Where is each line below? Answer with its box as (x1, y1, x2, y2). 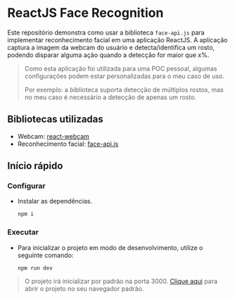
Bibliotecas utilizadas (7, 113, 103, 125)
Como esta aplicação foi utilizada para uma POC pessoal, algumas (24, 64, 217, 73)
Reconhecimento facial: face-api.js (17, 139, 119, 148)
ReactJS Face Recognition (7, 5, 164, 21)
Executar (7, 227, 39, 237)
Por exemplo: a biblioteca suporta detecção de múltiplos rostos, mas (24, 85, 224, 94)
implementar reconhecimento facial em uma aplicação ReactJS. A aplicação (7, 35, 228, 44)
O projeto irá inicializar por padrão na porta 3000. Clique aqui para (24, 277, 218, 286)
